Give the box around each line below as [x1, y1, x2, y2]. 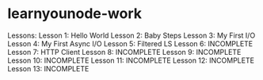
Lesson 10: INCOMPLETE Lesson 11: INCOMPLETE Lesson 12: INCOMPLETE [7, 56, 255, 65]
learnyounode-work [7, 5, 143, 23]
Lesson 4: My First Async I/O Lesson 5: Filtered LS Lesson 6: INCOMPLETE [7, 38, 253, 48]
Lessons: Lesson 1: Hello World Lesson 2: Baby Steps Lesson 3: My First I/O [7, 31, 256, 40]
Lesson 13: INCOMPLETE [7, 64, 90, 73]
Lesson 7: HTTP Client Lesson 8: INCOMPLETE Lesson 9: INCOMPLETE [7, 47, 242, 56]
